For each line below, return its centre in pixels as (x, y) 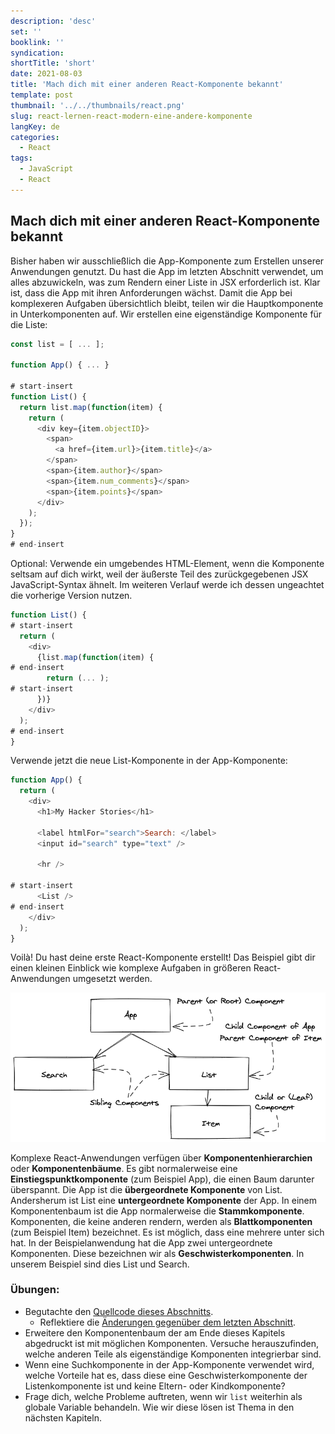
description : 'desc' (53, 21)
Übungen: (35, 1290)
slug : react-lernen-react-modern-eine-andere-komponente (131, 116)
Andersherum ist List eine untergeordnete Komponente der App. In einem (163, 1200)
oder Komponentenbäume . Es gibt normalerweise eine (124, 1168)
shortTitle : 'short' (53, 63)
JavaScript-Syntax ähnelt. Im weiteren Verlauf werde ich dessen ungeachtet (167, 585)
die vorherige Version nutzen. (71, 596)
